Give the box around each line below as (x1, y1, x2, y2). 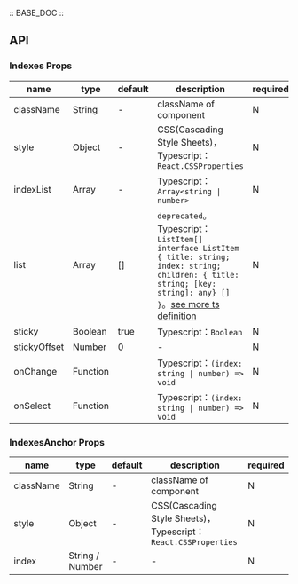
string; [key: (157, 279, 217, 288)
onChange (13, 365, 58, 377)
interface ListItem (157, 243, 239, 253)
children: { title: (157, 270, 239, 280)
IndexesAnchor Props (9, 436, 105, 448)
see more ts (170, 297, 220, 310)
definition (157, 310, 197, 322)
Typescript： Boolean (157, 326, 243, 338)
